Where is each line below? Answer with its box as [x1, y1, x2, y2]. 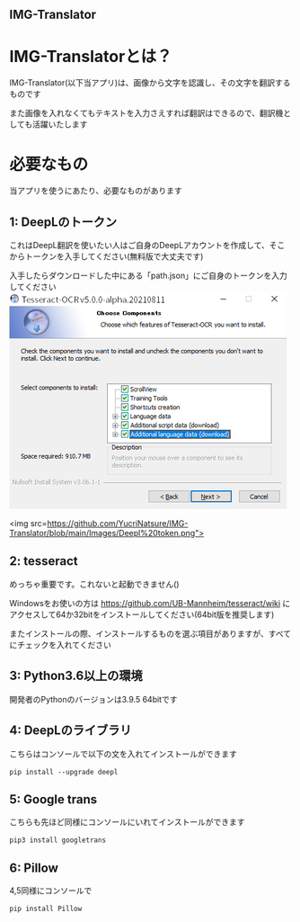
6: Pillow [9, 860, 58, 875]
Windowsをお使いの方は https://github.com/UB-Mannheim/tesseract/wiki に [9, 597, 291, 608]
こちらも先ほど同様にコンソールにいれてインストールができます [9, 817, 245, 828]
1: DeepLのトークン [9, 214, 118, 229]
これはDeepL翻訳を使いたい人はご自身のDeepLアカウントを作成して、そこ [9, 240, 286, 251]
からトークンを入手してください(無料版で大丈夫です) [9, 251, 204, 262]
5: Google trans [9, 792, 97, 807]
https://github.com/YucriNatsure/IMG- [47, 518, 189, 529]
